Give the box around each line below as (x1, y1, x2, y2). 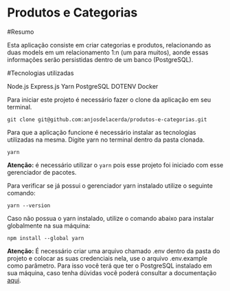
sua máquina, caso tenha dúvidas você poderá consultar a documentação (7, 268, 217, 277)
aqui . (7, 276, 22, 284)
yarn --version (7, 202, 51, 209)
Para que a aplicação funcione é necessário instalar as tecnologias (7, 128, 197, 136)
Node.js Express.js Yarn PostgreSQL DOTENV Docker (7, 82, 159, 90)
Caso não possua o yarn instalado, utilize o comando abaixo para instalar (7, 214, 214, 222)
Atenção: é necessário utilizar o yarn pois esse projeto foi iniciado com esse (7, 160, 224, 169)
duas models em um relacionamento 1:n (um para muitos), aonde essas (7, 48, 209, 56)
